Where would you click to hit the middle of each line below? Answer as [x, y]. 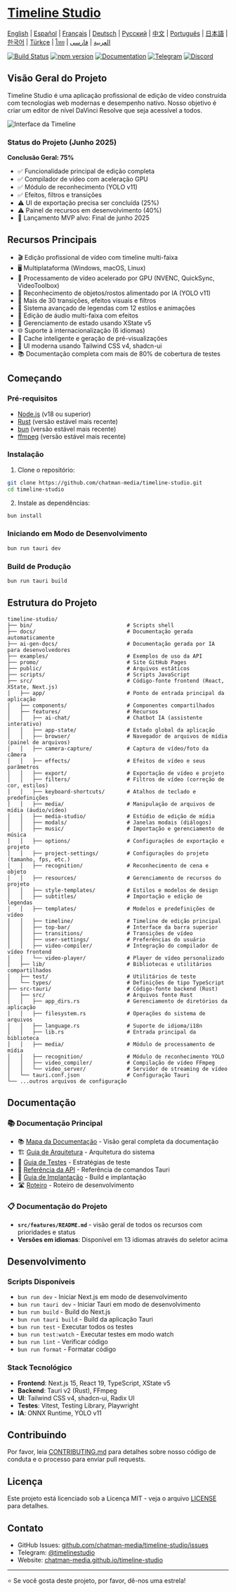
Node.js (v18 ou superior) [54, 414]
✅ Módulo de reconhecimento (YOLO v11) [78, 187]
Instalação [26, 454]
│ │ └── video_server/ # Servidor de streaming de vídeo [118, 1069]
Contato [25, 1528]
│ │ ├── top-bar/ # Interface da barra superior [113, 927]
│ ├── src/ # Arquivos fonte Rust [100, 995]
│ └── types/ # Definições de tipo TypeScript [116, 983]
